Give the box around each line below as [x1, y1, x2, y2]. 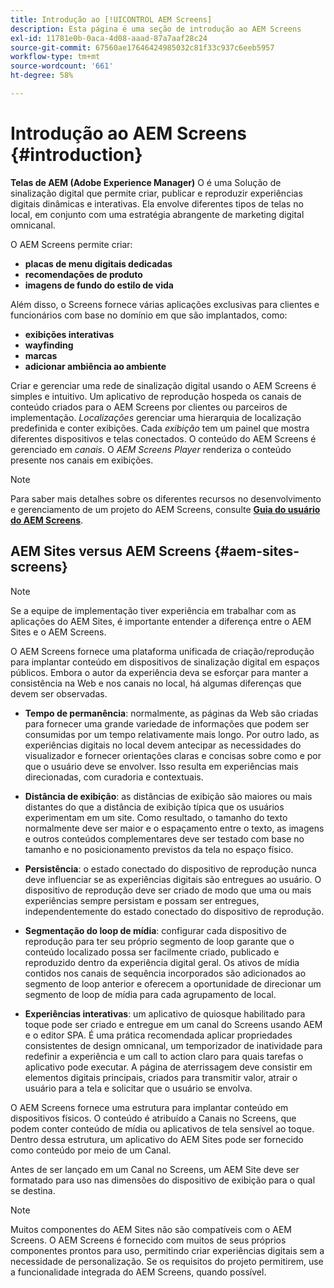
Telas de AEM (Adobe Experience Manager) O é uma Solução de [10, 176, 282, 188]
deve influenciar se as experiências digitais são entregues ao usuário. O [24, 873, 322, 885]
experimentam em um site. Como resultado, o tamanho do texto [24, 811, 288, 823]
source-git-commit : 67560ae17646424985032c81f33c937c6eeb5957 [10, 42, 275, 53]
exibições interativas [24, 328, 115, 340]
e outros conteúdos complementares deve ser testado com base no [24, 832, 305, 845]
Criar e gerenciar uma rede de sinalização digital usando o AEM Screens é [10, 379, 317, 391]
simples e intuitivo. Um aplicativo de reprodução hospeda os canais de [10, 390, 302, 402]
